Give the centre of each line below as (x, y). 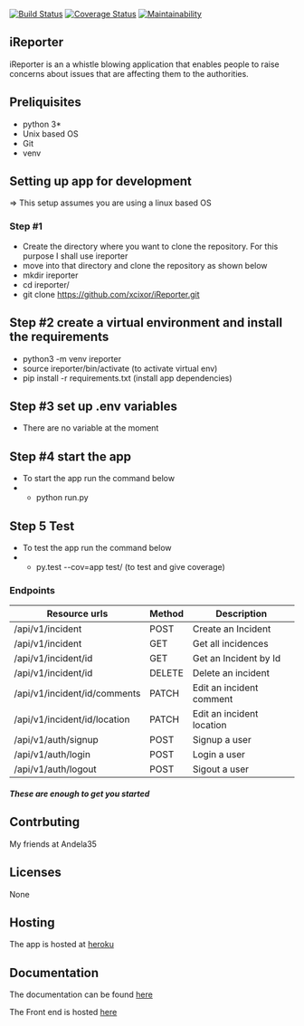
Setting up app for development (100, 181)
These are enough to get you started (80, 793)
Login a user (219, 755)
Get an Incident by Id (237, 659)
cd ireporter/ (46, 284)
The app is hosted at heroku (62, 945)
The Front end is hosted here (63, 1012)
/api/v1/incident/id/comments (77, 694)
